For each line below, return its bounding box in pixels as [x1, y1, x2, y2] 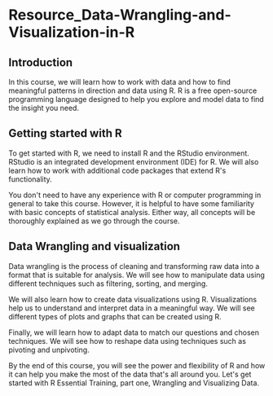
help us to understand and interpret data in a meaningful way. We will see [8, 303, 255, 313]
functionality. [8, 174, 53, 184]
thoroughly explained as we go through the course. [8, 216, 181, 226]
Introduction [8, 55, 73, 69]
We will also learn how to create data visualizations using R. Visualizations [8, 294, 258, 304]
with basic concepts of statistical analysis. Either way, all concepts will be [8, 207, 256, 217]
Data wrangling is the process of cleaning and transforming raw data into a [8, 261, 260, 271]
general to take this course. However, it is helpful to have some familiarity [8, 198, 255, 209]
